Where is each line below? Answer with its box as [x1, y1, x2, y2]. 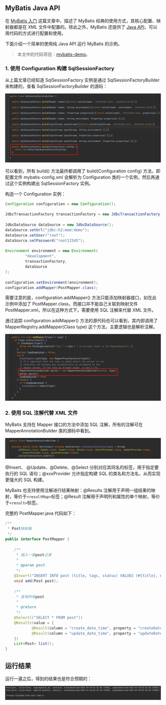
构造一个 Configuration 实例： [5, 191, 66, 197]
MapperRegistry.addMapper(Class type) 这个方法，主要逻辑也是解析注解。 [5, 324, 158, 330]
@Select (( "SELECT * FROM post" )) [14, 615, 83, 620]
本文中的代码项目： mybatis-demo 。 [17, 51, 90, 57]
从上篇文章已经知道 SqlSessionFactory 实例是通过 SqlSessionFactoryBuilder [5, 77, 160, 83]
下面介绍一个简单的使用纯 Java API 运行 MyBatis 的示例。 [5, 41, 123, 47]
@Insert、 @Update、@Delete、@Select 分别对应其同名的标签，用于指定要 [5, 464, 159, 471]
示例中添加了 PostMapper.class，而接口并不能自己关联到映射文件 [5, 301, 138, 307]
